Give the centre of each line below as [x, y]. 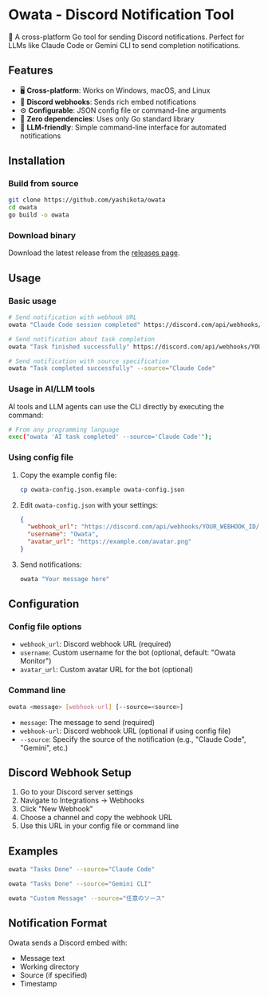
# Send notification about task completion [82, 339]
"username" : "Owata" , [63, 534]
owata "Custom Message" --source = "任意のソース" [87, 898]
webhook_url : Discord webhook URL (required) [95, 644]
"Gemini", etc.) [44, 747]
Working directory [49, 966]
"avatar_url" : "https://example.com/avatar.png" [110, 542]
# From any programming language [64, 429]
